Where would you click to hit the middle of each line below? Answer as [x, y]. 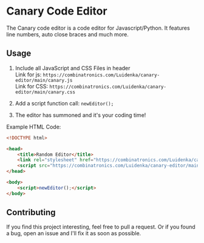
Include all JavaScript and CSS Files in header [73, 68]
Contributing [31, 212]
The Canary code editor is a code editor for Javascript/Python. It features [98, 28]
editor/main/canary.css [45, 92]
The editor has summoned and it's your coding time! [80, 115]
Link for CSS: [32, 86]
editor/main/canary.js [44, 80]
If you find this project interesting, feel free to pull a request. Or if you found [101, 227]
